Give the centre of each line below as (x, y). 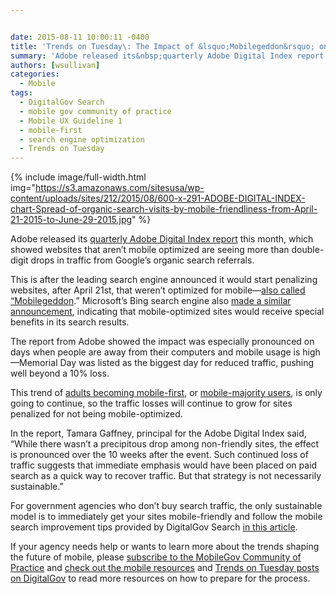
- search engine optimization (82, 139)
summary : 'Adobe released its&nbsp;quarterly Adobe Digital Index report (167, 56)
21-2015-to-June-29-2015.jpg (71, 220)
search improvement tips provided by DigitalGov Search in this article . (154, 527)
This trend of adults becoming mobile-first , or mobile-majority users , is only (166, 393)
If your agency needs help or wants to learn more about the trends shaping (165, 547)
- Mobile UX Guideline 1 (71, 121)
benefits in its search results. (70, 322)
